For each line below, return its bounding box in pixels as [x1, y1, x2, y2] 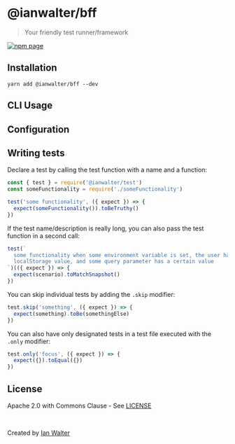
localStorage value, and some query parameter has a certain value [13, 258, 215, 265]
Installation [7, 62, 57, 74]
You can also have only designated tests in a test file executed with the [7, 329, 212, 338]
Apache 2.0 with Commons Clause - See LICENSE [7, 401, 152, 410]
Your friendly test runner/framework [24, 28, 129, 36]
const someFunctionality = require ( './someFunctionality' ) [7, 186, 183, 193]
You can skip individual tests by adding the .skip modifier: [7, 290, 176, 298]
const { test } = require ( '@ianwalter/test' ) [7, 179, 142, 186]
